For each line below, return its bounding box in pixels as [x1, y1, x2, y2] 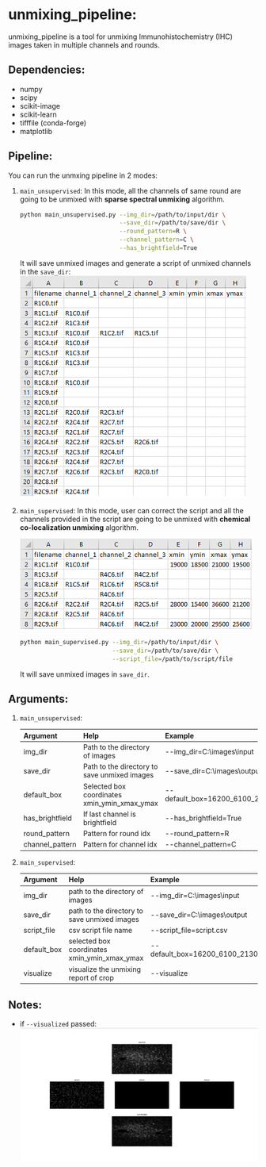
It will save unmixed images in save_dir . [19, 669, 150, 679]
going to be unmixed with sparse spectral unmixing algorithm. [19, 194, 226, 204]
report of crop [68, 973, 115, 982]
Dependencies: [8, 63, 85, 77]
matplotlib [19, 126, 53, 136]
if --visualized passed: [19, 1019, 97, 1028]
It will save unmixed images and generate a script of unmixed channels [19, 258, 252, 267]
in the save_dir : [19, 267, 71, 276]
